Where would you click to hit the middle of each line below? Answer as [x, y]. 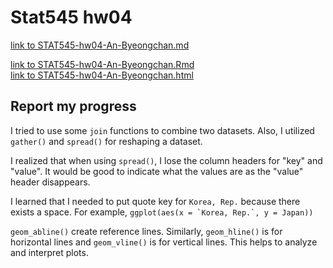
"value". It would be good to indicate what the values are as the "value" [157, 171]
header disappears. [50, 182]
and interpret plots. [49, 252]
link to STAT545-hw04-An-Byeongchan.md [100, 45]
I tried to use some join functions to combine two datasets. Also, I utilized [162, 130]
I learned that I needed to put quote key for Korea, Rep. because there [155, 201]
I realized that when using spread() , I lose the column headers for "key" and [166, 160]
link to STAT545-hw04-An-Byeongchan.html [102, 75]
